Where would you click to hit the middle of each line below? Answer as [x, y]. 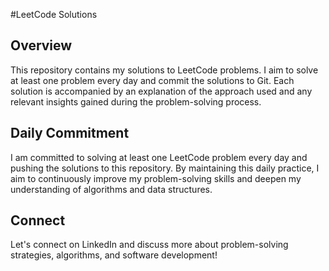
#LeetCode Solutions [54, 14]
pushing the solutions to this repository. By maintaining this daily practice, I [165, 168]
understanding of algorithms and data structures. [111, 189]
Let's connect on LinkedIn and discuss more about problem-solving [149, 245]
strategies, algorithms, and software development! [114, 255]
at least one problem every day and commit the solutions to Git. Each [152, 80]
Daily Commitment [70, 133]
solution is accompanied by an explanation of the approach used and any [161, 91]
